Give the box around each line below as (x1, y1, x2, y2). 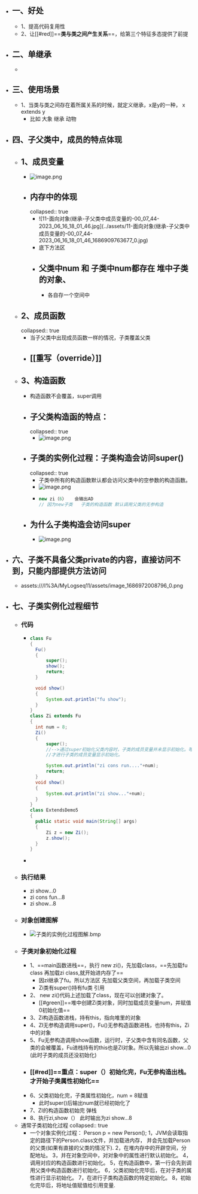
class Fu (29, 635, 52, 642)
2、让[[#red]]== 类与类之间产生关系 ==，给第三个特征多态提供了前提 (20, 30, 188, 37)
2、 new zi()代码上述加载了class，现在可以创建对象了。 (29, 992, 167, 999)
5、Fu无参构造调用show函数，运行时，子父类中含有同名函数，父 (29, 1037, 189, 1044)
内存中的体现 (29, 192, 78, 202)
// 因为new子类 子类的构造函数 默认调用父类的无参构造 (38, 502, 164, 508)
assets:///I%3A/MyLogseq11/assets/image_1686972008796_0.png (20, 582, 184, 590)
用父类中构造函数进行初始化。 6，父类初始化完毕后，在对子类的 (29, 1166, 187, 1174)
